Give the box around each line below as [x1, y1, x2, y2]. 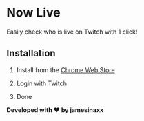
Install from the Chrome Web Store [16, 65, 115, 74]
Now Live [6, 5, 61, 21]
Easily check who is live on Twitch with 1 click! [6, 27, 138, 36]
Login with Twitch [16, 79, 67, 87]
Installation [6, 47, 56, 59]
